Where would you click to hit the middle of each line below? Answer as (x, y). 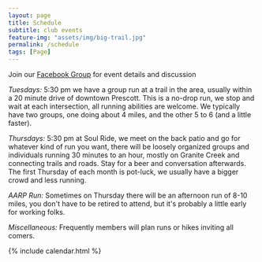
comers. (22, 236)
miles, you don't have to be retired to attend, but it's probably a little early (127, 204)
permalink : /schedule (44, 45)
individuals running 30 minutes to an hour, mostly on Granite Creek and (124, 155)
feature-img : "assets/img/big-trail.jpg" (77, 37)
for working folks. (37, 212)
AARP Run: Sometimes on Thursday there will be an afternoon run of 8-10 (128, 195)
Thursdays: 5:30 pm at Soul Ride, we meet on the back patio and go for (124, 138)
